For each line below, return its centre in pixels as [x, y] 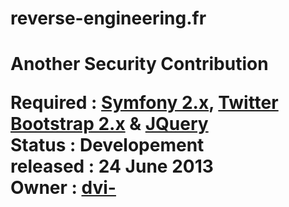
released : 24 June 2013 [112, 166]
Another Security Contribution [139, 64]
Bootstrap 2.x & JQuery [109, 124]
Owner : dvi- [63, 188]
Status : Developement [107, 145]
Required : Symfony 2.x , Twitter [144, 103]
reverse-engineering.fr [108, 18]
